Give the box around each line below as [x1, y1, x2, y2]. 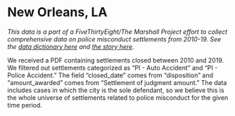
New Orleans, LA [7, 4, 108, 20]
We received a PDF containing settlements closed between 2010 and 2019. [7, 56, 224, 64]
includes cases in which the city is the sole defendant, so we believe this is [7, 86, 224, 94]
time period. [7, 101, 42, 109]
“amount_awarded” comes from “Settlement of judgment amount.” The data [7, 78, 227, 86]
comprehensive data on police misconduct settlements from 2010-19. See [7, 34, 222, 43]
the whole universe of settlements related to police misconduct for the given [7, 93, 229, 102]
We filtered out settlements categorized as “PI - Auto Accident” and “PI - [7, 63, 218, 72]
